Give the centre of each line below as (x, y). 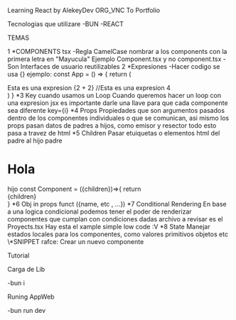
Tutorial (18, 255)
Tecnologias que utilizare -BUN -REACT (66, 24)
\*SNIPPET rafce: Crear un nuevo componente (76, 241)
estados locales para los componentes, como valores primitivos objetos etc (118, 234)
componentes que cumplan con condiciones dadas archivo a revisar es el (115, 219)
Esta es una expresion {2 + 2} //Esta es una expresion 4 (89, 88)
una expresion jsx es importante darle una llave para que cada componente (118, 103)
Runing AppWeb (31, 297)
